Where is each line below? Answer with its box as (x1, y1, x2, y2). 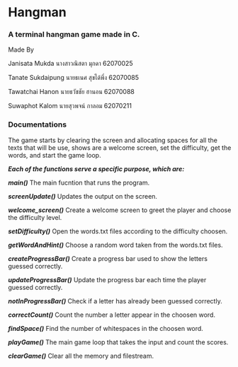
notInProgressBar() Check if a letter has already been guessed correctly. (8, 296, 222, 305)
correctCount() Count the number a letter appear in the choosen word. (8, 310, 215, 319)
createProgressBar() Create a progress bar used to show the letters (8, 254, 208, 262)
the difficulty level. (8, 213, 62, 221)
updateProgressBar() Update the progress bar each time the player (8, 275, 207, 284)
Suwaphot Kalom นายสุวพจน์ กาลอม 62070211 (8, 102, 132, 110)
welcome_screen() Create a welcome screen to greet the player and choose (8, 206, 232, 214)
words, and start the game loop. (8, 151, 101, 159)
